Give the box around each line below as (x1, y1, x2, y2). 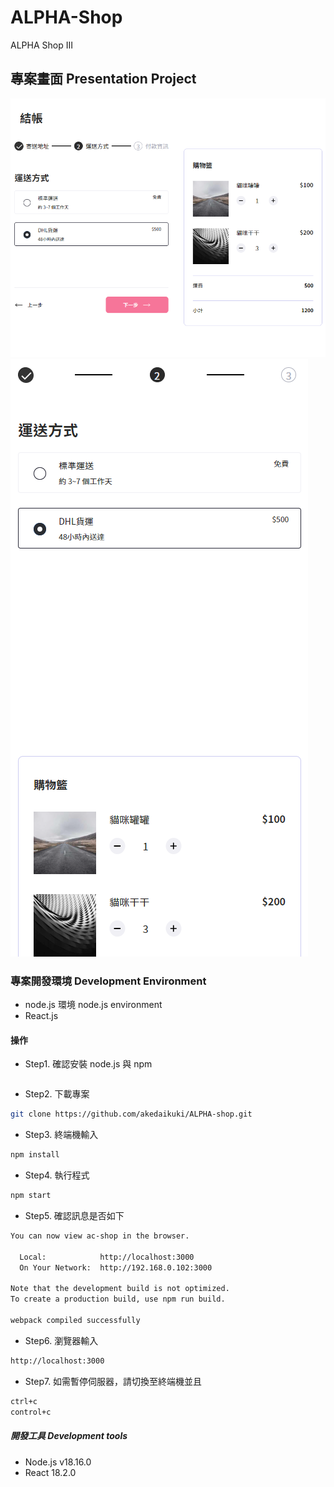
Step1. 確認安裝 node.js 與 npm (24, 1058, 153, 1070)
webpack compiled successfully (10, 1316, 141, 1326)
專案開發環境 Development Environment (10, 974, 207, 988)
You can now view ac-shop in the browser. (10, 1231, 190, 1241)
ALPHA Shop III (10, 39, 73, 51)
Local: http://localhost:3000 (19, 1252, 195, 1262)
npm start (10, 1191, 52, 1201)
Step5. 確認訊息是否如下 (24, 1210, 125, 1222)
